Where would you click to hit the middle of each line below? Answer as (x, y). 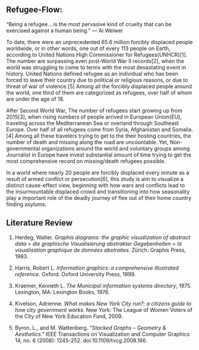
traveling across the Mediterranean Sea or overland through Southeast (93, 123)
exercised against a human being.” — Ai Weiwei (64, 30)
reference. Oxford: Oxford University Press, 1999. (75, 274)
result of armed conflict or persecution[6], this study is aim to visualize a (95, 179)
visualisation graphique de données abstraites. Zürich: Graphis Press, (100, 250)
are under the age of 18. (35, 99)
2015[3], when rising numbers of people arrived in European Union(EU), (94, 117)
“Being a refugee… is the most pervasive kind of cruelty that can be (89, 24)
